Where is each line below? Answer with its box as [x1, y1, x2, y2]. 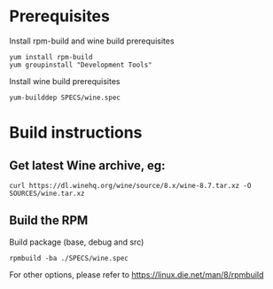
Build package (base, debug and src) [9, 237, 144, 247]
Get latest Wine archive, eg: [9, 158, 166, 173]
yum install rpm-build [9, 52, 93, 61]
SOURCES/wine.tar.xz [9, 189, 86, 198]
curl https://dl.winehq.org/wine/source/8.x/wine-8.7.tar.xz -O [9, 181, 252, 190]
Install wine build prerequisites [9, 75, 121, 86]
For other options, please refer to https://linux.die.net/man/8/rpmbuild [9, 269, 264, 280]
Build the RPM [9, 213, 89, 228]
